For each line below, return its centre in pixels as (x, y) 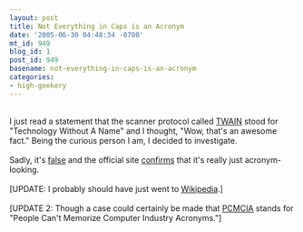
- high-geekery (38, 86)
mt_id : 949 (30, 43)
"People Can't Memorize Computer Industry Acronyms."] (116, 217)
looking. (24, 169)
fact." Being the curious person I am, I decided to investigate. (123, 140)
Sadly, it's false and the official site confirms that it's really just (126, 159)
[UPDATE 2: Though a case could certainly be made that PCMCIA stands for (151, 208)
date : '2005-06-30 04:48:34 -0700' (77, 35)
